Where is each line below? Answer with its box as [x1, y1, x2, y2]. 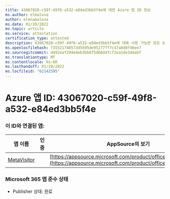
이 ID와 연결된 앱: [5, 122, 45, 129]
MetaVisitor [8, 156, 35, 163]
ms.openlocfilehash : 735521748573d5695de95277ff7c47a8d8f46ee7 [5, 45, 142, 50]
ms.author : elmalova [5, 12, 49, 17]
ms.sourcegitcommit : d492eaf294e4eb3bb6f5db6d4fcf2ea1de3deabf [5, 50, 142, 55]
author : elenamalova [5, 17, 49, 22]
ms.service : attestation [5, 31, 58, 36]
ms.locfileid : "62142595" [5, 69, 60, 74]
